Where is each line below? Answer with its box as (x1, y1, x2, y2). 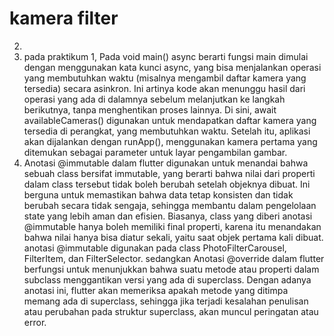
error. (23, 316, 47, 328)
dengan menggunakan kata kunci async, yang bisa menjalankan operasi (23, 61, 322, 73)
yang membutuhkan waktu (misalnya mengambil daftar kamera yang (23, 72, 307, 84)
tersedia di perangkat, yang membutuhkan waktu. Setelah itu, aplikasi (23, 125, 311, 137)
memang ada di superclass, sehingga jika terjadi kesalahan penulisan (23, 295, 309, 307)
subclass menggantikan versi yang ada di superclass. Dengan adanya (23, 273, 312, 286)
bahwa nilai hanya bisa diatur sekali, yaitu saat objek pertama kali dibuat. (23, 231, 324, 243)
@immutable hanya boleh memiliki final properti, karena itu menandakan (23, 220, 322, 232)
